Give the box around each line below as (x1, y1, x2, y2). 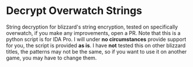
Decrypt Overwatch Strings (6, 4, 142, 17)
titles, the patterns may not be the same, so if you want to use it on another (6, 48, 187, 55)
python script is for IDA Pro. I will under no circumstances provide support (6, 36, 187, 43)
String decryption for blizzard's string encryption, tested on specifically (6, 23, 178, 30)
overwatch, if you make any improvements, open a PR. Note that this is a (6, 29, 181, 36)
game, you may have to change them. (6, 54, 97, 61)
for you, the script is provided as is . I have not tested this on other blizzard (6, 42, 186, 49)
